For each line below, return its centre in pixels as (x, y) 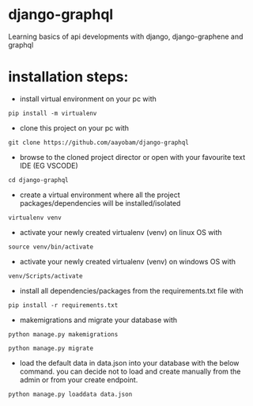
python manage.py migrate (51, 348)
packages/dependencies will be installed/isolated (100, 203)
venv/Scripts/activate (45, 276)
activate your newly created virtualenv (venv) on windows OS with (127, 261)
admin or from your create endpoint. (79, 379)
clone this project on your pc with (74, 127)
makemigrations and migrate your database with (98, 320)
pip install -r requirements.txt (63, 305)
